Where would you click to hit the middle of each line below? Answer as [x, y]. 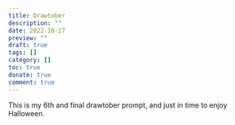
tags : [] [23, 53]
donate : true [30, 75]
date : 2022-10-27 [37, 30]
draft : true [28, 45]
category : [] [30, 61]
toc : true [25, 68]
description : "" [35, 23]
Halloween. [27, 113]
